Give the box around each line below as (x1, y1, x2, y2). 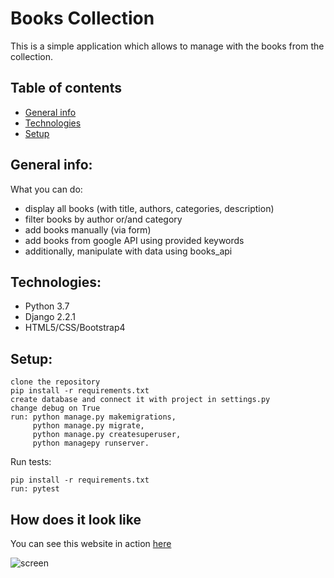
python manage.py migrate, (32, 421, 145, 431)
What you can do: (10, 183, 83, 195)
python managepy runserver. (32, 438, 150, 449)
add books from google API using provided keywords (24, 234, 245, 246)
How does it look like (10, 511, 142, 528)
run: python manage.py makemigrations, (10, 412, 177, 422)
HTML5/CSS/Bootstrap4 (24, 322, 126, 334)
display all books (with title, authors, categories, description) (24, 202, 275, 214)
